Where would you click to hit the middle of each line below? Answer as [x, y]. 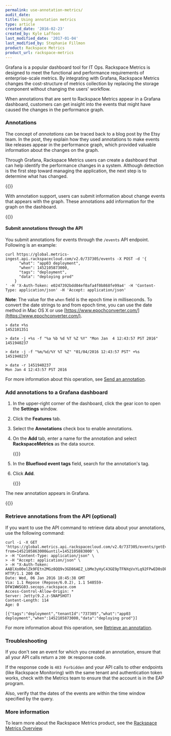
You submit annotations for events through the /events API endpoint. [77, 240]
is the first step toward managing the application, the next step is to [76, 171]
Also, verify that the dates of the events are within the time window [75, 693]
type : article [20, 24]
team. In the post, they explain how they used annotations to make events [82, 139]
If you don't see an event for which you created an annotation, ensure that [83, 652]
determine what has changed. [37, 176]
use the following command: [35, 533]
